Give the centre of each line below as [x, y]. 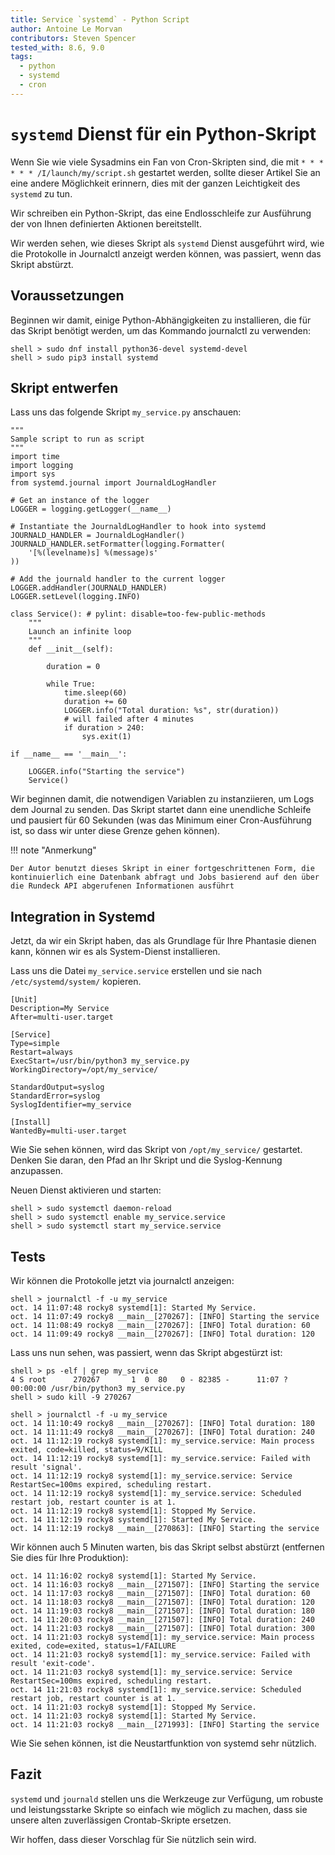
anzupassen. [36, 1171]
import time [35, 457]
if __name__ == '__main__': [69, 754]
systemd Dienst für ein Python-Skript [163, 133]
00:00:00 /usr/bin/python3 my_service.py [98, 1388]
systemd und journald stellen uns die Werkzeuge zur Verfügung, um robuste [167, 1798]
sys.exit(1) [106, 737]
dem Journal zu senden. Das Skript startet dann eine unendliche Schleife [161, 810]
